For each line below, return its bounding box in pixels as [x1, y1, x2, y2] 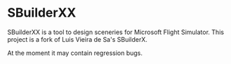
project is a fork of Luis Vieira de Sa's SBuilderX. [7, 35, 147, 43]
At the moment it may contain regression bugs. [7, 49, 143, 57]
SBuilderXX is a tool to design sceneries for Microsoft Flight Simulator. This [7, 28, 225, 36]
